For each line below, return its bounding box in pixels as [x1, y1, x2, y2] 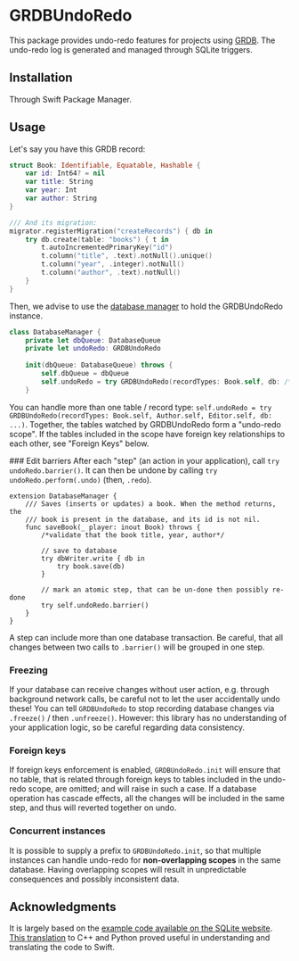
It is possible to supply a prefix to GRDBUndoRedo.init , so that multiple [9, 845, 262, 856]
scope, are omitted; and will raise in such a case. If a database [28, 783, 257, 794]
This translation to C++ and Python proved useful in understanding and [9, 932, 271, 943]
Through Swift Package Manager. [9, 94, 132, 104]
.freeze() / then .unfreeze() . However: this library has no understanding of [9, 712, 287, 723]
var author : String [25, 194, 98, 203]
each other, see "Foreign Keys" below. [9, 438, 149, 449]
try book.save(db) [56, 561, 125, 571]
